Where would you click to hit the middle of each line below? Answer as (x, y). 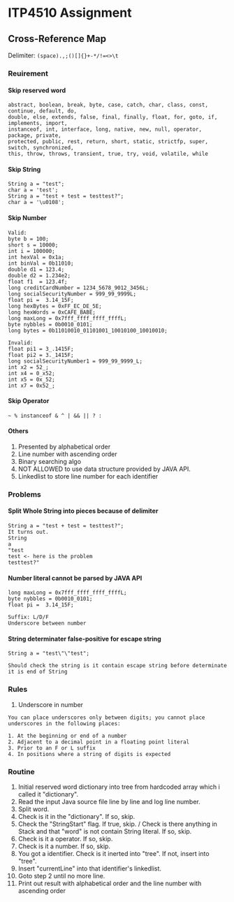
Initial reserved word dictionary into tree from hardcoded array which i (119, 787)
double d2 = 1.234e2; (39, 275)
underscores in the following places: (64, 723)
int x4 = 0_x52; (31, 373)
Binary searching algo (50, 461)
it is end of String (38, 672)
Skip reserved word (37, 90)
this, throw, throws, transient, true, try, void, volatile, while (108, 154)
